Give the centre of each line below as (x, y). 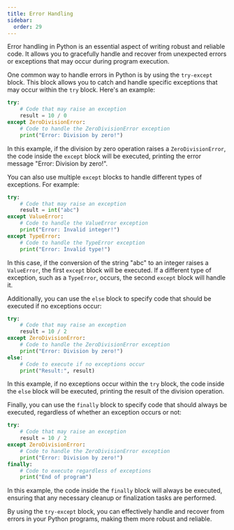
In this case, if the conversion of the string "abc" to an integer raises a (108, 262)
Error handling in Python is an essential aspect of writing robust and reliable (116, 47)
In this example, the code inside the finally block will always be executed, (115, 491)
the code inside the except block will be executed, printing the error (104, 156)
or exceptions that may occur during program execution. (88, 62)
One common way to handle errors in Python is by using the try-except (110, 75)
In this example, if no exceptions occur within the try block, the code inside (116, 384)
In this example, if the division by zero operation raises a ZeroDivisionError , (117, 148)
